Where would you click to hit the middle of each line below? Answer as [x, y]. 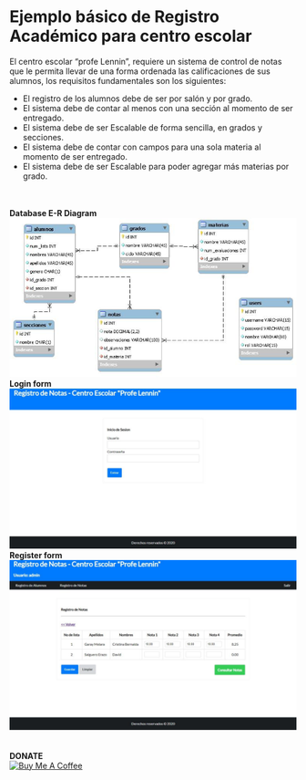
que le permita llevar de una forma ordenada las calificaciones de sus [140, 71]
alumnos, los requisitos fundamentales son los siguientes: [118, 80]
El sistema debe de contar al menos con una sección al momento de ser [158, 108]
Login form [31, 383]
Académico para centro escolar [131, 36]
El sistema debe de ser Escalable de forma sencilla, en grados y [142, 127]
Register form [36, 556]
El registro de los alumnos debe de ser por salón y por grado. [138, 99]
